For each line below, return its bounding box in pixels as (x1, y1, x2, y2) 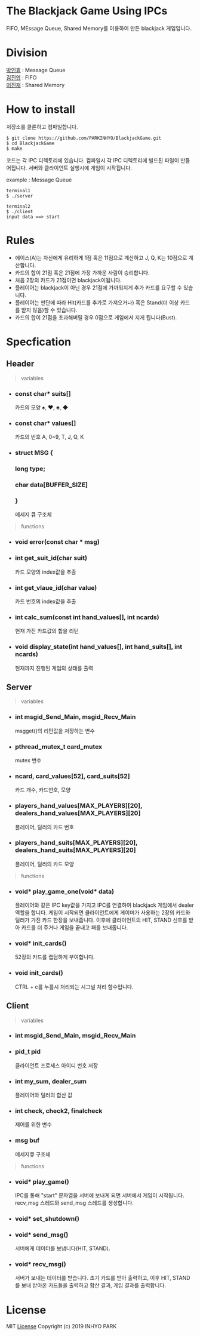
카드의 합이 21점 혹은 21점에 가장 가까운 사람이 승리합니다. (14, 269, 150, 276)
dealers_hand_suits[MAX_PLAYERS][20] (14, 846, 136, 854)
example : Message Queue (6, 176, 72, 183)
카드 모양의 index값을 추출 (14, 568, 76, 575)
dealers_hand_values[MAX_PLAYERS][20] (14, 809, 141, 817)
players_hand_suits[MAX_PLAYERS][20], (14, 839, 138, 847)
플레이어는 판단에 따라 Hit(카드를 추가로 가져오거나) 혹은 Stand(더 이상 (14, 298, 179, 306)
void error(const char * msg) (14, 538, 100, 546)
